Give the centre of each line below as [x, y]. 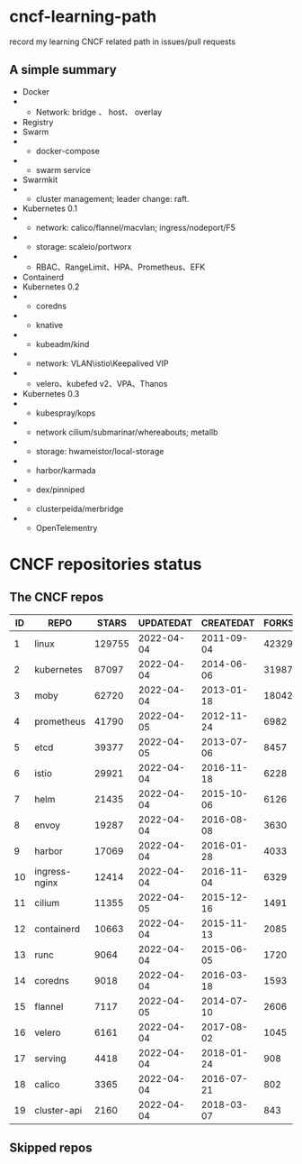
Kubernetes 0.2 [51, 287]
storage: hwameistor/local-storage [100, 451]
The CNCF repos [57, 597]
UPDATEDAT [165, 622]
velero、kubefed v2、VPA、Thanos [102, 383]
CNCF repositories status [106, 564]
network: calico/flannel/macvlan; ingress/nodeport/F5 [136, 227]
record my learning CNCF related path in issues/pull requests [123, 41]
